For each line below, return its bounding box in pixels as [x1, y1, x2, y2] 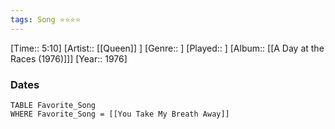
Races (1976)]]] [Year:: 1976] [10, 52, 128, 65]
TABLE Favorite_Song [10, 100, 97, 110]
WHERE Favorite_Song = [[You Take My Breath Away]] [10, 109, 230, 119]
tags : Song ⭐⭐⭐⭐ [10, 14, 82, 25]
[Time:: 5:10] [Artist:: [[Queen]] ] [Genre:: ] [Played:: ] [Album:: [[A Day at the [10, 42, 325, 54]
